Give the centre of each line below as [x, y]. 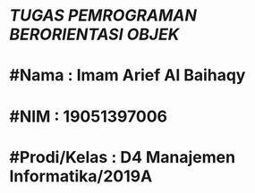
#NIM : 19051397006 [89, 116]
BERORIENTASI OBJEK [94, 34]
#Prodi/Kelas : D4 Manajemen [122, 157]
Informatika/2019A [81, 176]
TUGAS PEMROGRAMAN [103, 16]
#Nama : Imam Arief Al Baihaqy [127, 76]
